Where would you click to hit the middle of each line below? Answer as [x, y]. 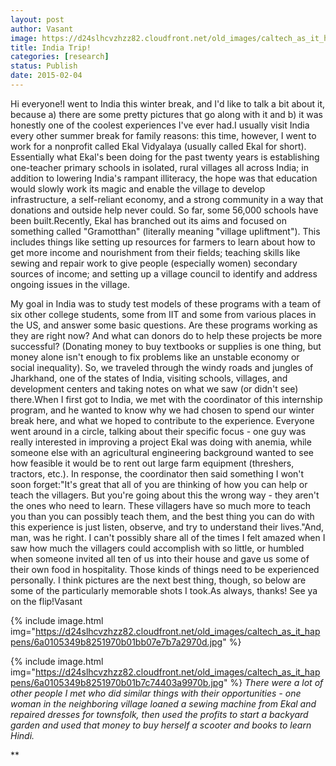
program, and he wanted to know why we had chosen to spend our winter [162, 410]
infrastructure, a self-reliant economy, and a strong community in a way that [167, 199]
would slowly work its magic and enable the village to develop [138, 188]
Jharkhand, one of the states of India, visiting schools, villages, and [149, 378]
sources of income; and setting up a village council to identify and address [164, 273]
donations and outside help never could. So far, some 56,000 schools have [164, 210]
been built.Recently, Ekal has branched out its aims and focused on [148, 220]
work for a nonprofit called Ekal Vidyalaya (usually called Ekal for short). [158, 146]
